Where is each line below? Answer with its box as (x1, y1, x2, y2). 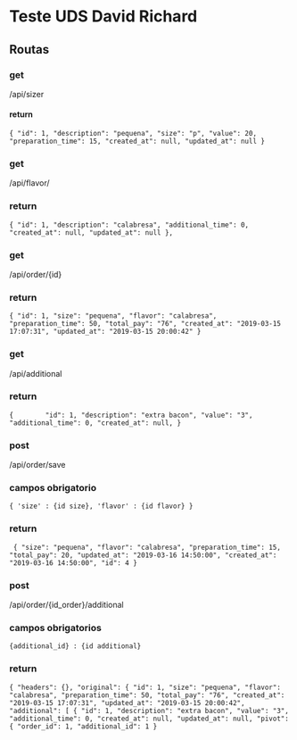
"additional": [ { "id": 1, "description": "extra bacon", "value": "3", (9, 706, 290, 715)
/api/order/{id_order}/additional (9, 600, 124, 611)
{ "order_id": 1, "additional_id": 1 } (9, 721, 158, 731)
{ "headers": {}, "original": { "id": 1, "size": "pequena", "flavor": (9, 683, 281, 692)
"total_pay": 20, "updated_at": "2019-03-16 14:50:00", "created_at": (9, 551, 277, 560)
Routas (9, 42, 50, 57)
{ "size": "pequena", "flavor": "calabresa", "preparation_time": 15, (12, 543, 281, 552)
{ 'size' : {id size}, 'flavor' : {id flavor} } (9, 502, 194, 511)
